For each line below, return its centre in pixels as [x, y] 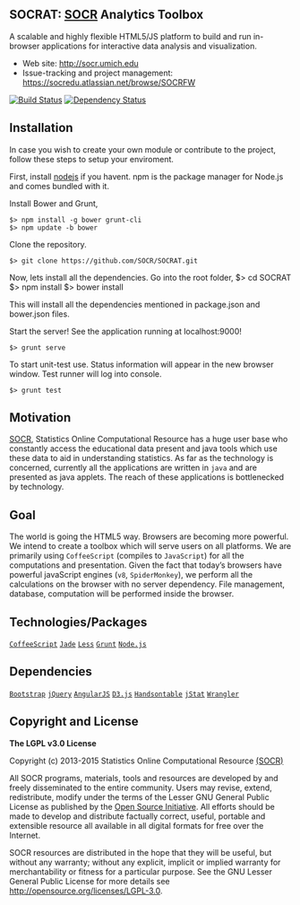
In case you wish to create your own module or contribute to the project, [142, 149]
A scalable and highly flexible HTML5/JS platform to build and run [130, 36]
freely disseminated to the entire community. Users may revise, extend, [141, 788]
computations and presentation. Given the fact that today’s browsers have [146, 565]
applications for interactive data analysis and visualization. [149, 46]
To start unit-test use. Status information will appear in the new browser [141, 364]
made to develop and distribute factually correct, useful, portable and [137, 816]
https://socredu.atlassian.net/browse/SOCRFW [109, 82]
